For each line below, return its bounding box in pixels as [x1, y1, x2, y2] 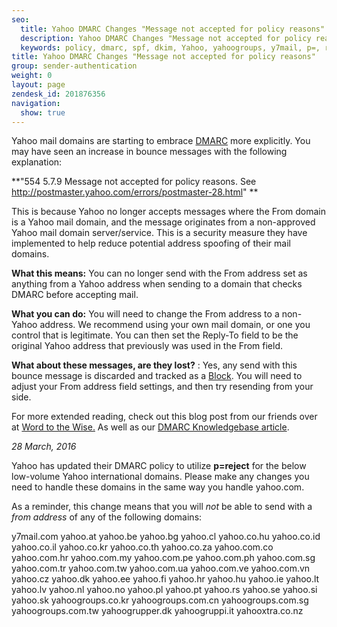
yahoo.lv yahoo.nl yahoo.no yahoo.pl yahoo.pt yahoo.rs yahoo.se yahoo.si [11, 584, 318, 596]
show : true [20, 107, 66, 118]
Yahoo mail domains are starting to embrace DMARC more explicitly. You [11, 135, 311, 147]
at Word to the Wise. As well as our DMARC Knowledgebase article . [11, 421, 290, 433]
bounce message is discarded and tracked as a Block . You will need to [11, 370, 303, 382]
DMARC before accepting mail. [11, 289, 139, 301]
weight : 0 [11, 71, 53, 81]
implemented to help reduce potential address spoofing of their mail [11, 237, 291, 250]
